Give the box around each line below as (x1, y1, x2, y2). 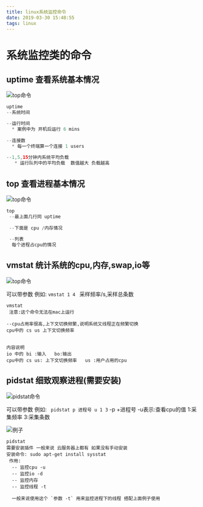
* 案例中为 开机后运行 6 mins (12, 126, 80, 132)
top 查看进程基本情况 (6, 178, 85, 189)
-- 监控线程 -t (12, 483, 47, 490)
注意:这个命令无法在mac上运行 (9, 309, 75, 315)
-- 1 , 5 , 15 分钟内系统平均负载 (6, 155, 69, 161)
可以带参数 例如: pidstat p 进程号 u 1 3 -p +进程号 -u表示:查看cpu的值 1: (6, 405, 191, 413)
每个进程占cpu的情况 (12, 242, 57, 248)
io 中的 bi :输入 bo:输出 (6, 351, 72, 357)
